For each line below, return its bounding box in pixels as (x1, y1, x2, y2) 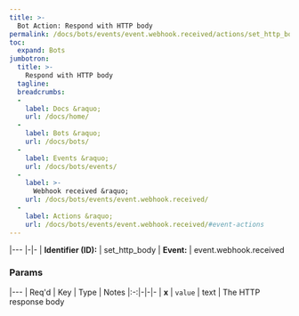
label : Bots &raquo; (25, 129, 101, 138)
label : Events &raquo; (25, 153, 109, 163)
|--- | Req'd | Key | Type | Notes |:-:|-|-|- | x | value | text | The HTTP (9, 287, 261, 297)
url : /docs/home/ (25, 112, 90, 121)
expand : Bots (17, 46, 66, 55)
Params (9, 266, 43, 279)
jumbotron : (9, 54, 50, 63)
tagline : (17, 79, 50, 88)
